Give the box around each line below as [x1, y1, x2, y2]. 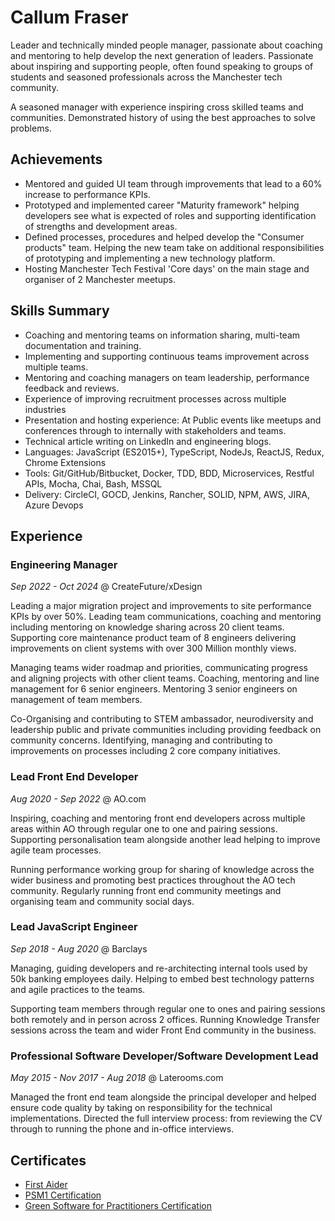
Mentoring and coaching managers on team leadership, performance [24, 371, 310, 383]
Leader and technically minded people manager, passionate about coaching [10, 39, 323, 51]
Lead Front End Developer [10, 770, 139, 784]
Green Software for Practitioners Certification [24, 1199, 213, 1211]
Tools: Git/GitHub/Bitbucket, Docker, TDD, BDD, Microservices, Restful [24, 467, 315, 479]
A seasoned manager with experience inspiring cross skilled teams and [10, 101, 304, 113]
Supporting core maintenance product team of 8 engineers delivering [10, 632, 297, 644]
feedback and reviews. [24, 382, 120, 394]
